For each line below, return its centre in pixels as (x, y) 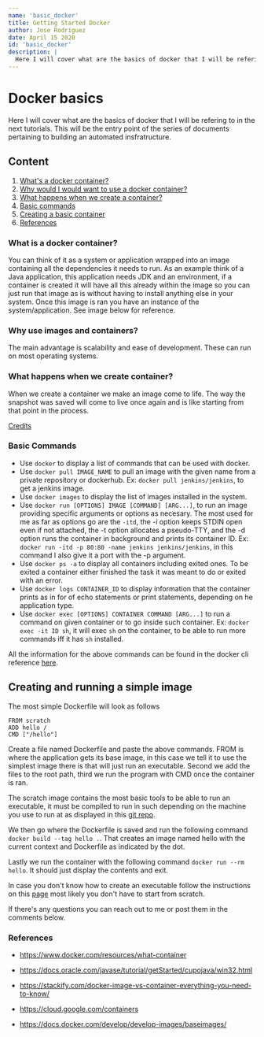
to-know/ (34, 994)
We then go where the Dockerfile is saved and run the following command (128, 830)
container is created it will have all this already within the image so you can (129, 285)
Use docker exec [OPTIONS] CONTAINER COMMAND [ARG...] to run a (125, 613)
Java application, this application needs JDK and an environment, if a (120, 276)
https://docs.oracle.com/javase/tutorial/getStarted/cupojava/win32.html (136, 970)
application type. (47, 605)
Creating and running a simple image (100, 687)
